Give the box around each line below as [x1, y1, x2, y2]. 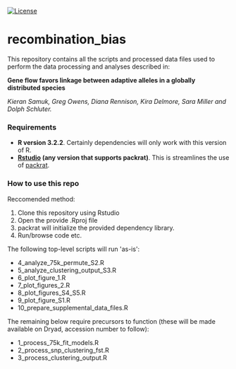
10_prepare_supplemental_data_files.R [17, 303, 128, 312]
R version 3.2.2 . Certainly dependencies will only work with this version [17, 139, 227, 147]
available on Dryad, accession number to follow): [7, 324, 149, 333]
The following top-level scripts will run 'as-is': [7, 245, 140, 253]
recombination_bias [7, 32, 127, 47]
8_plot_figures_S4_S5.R [17, 288, 86, 297]
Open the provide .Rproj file [17, 216, 98, 224]
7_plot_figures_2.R [17, 281, 70, 289]
